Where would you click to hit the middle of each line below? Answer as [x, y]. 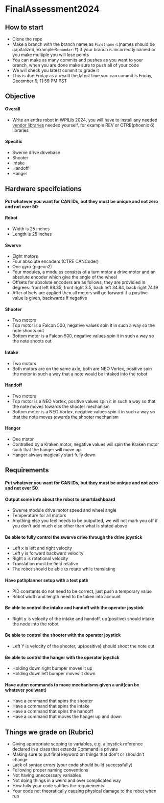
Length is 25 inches [32, 234]
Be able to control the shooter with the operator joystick [63, 635]
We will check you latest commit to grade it [56, 70]
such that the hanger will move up [46, 449]
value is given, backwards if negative [49, 298]
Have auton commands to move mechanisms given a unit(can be [72, 684]
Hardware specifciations [43, 189]
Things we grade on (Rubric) [49, 732]
